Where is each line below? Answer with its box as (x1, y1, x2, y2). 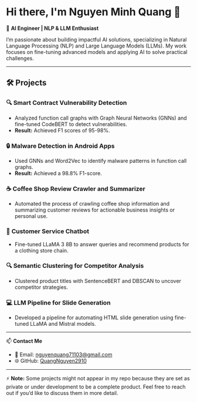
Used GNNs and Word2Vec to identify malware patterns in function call (14, 157, 187, 164)
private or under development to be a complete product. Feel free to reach (6, 383, 186, 390)
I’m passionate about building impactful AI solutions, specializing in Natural (6, 36, 187, 43)
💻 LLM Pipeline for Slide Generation (6, 298, 111, 306)
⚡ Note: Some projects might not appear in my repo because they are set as (6, 375, 190, 382)
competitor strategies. (14, 284, 69, 291)
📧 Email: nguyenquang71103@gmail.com (14, 351, 113, 358)
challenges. (6, 54, 34, 62)
